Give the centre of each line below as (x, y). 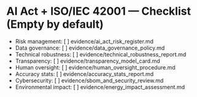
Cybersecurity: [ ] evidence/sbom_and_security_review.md (89, 80)
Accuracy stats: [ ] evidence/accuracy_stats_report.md (84, 74)
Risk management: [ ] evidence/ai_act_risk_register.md (84, 41)
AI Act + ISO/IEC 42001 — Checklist (99, 11)
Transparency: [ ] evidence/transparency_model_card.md (88, 61)
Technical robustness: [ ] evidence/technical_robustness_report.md (101, 54)
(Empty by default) (55, 24)
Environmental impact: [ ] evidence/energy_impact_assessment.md (100, 87)
